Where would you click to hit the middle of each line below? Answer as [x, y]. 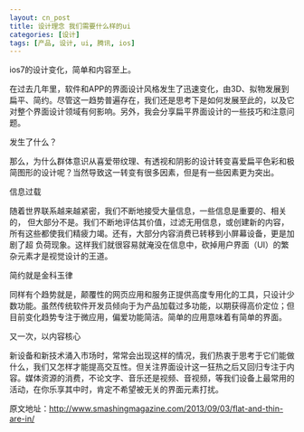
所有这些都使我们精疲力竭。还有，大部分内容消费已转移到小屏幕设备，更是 [148, 234]
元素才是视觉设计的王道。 [65, 256]
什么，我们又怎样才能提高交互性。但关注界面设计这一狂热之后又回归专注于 [148, 367]
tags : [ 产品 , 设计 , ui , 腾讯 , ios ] [72, 43]
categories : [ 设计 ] [45, 34]
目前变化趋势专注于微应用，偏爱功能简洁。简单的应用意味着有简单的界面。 [148, 317]
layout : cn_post [40, 18]
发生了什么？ [33, 142]
